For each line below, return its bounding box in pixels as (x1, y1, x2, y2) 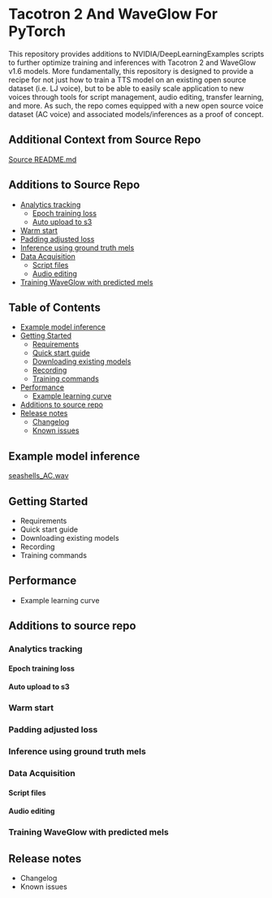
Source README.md (8, 154, 77, 164)
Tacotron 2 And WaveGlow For (8, 5, 218, 24)
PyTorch (8, 22, 67, 41)
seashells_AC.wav (8, 471, 69, 481)
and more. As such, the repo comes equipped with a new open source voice (8, 101, 264, 110)
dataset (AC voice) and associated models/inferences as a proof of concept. (8, 109, 264, 119)
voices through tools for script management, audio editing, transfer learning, (8, 92, 264, 101)
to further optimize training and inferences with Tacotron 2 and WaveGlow (8, 58, 257, 67)
